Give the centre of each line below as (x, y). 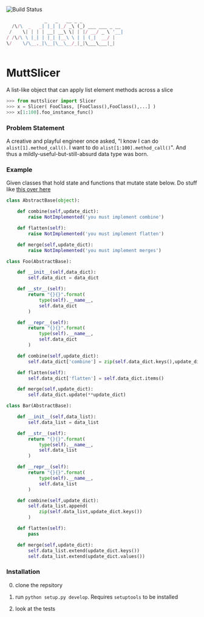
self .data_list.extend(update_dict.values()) (87, 556)
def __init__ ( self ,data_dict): (57, 272)
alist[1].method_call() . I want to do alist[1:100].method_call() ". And (96, 148)
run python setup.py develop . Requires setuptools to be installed (96, 597)
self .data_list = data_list (63, 422)
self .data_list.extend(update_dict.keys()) (84, 551)
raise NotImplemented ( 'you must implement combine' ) (96, 217)
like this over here (29, 189)
